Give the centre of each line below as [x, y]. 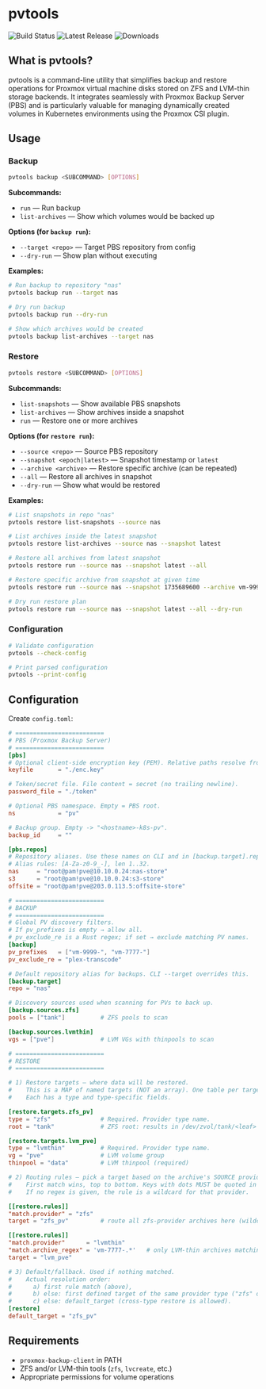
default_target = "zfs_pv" [53, 1316]
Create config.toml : [41, 719]
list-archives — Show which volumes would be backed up [117, 217]
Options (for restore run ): [51, 436]
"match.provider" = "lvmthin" [67, 1243]
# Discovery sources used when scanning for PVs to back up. [111, 1003]
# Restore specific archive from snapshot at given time [104, 580]
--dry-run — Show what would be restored [90, 485]
